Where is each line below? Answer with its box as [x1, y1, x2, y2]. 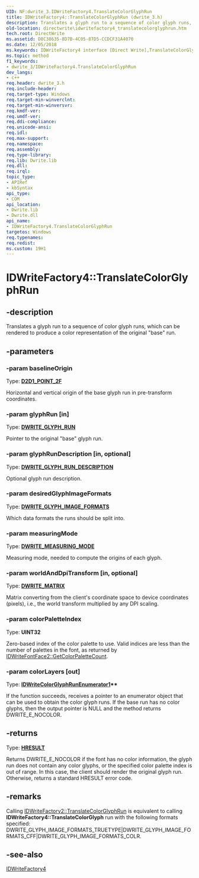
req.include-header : [6, 86, 57, 92]
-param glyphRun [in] [6, 410, 69, 418]
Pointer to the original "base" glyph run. [6, 435, 103, 442]
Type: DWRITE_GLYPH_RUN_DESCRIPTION [6, 463, 114, 470]
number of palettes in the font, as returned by [6, 646, 117, 653]
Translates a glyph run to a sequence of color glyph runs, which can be [6, 323, 181, 330]
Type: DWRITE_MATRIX [6, 582, 65, 589]
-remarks [6, 792, 41, 802]
